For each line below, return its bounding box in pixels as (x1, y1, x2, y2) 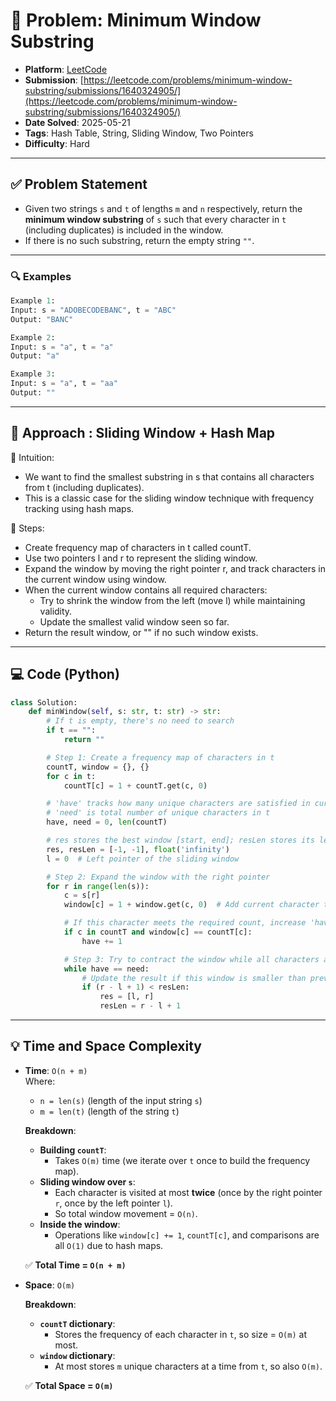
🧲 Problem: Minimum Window (10, 9, 262, 32)
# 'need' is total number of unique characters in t (46, 808, 271, 818)
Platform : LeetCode (24, 63, 108, 75)
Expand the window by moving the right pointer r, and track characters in (24, 562, 326, 574)
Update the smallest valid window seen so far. (39, 615, 230, 628)
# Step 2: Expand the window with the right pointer (46, 872, 271, 882)
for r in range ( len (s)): (46, 881, 150, 891)
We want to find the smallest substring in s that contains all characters (24, 470, 315, 483)
